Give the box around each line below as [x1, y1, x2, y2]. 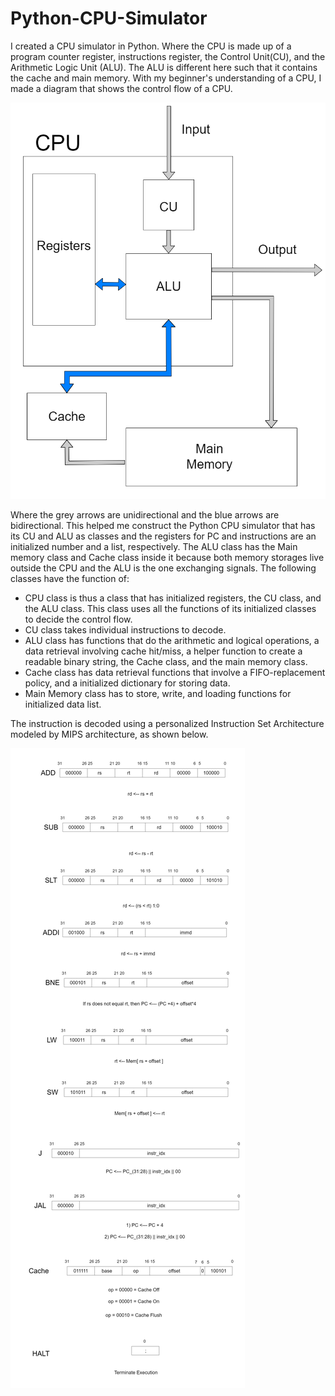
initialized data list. [24, 698, 102, 711]
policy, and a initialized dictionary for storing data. [24, 677, 231, 689]
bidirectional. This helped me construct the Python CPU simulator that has [10, 520, 316, 532]
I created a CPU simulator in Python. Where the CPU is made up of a [10, 40, 292, 52]
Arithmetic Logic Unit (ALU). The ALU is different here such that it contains [10, 61, 318, 73]
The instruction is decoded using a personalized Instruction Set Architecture [10, 718, 325, 730]
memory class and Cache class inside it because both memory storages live [10, 552, 325, 564]
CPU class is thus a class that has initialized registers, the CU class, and [24, 592, 322, 604]
